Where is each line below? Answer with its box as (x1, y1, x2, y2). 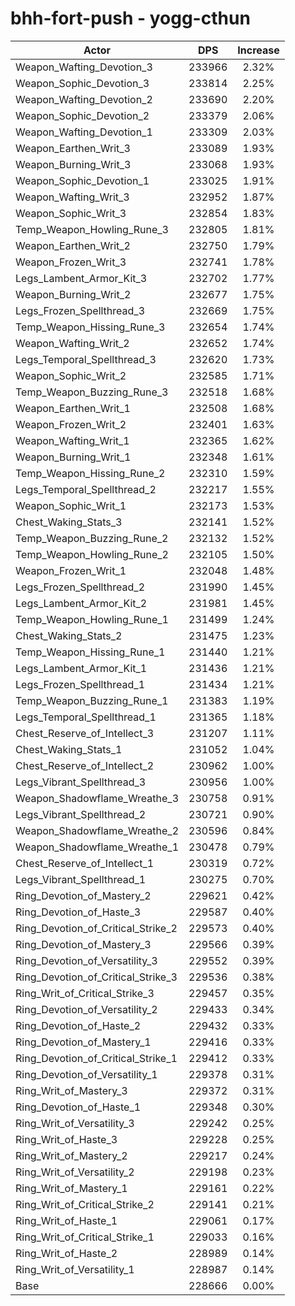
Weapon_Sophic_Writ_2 (15, 368, 127, 382)
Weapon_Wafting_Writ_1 (15, 433, 130, 447)
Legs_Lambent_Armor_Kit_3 (15, 271, 148, 285)
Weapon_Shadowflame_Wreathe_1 (15, 840, 180, 854)
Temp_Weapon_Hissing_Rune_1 (15, 645, 166, 659)
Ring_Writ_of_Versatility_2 (15, 1165, 135, 1179)
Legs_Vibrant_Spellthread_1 (15, 872, 147, 886)
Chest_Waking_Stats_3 (15, 515, 123, 529)
